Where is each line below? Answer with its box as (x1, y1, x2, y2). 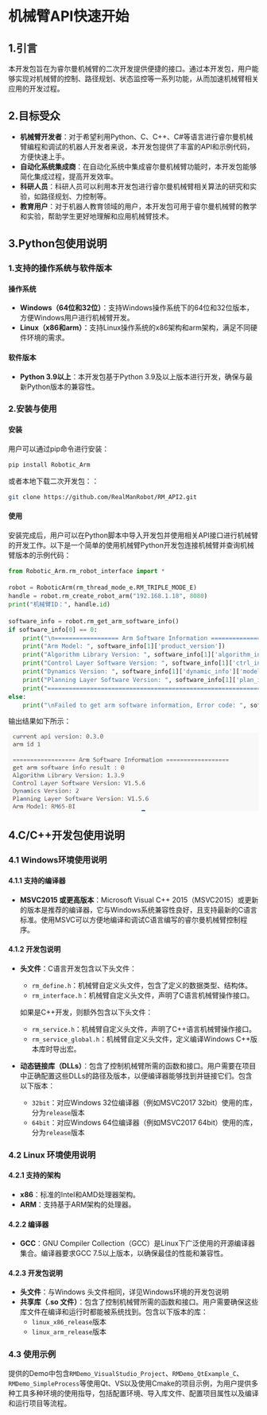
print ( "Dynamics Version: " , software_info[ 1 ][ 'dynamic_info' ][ (22, 668, 240, 676)
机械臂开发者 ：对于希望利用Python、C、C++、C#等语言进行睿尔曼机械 (19, 132, 253, 141)
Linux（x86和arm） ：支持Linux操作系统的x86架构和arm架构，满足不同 (19, 323, 251, 332)
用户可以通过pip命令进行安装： (8, 444, 110, 453)
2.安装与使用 (8, 403, 57, 414)
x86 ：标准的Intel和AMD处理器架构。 (19, 1189, 141, 1199)
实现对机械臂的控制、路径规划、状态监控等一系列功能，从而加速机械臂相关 (14, 74, 259, 83)
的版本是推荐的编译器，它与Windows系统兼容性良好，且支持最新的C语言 (19, 905, 258, 914)
